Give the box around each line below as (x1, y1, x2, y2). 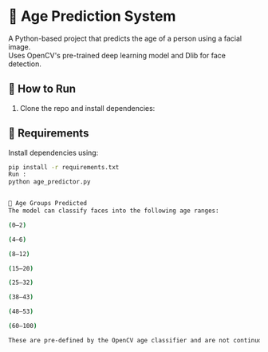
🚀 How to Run (8, 82, 77, 96)
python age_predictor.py (8, 178, 91, 186)
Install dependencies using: (8, 148, 99, 157)
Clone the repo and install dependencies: (19, 103, 156, 113)
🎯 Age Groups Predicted (8, 200, 88, 208)
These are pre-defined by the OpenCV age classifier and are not (8, 336, 230, 344)
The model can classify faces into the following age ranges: (8, 207, 219, 215)
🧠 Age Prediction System (8, 7, 176, 26)
